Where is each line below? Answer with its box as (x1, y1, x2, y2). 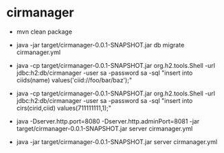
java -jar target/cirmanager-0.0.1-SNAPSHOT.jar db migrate (16, 40, 185, 49)
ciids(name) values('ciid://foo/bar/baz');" (16, 75, 132, 84)
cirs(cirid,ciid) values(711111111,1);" (16, 104, 111, 112)
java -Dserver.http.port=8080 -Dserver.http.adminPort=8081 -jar (16, 117, 200, 125)
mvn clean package (16, 27, 73, 36)
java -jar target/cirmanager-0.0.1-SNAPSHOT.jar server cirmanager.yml (16, 137, 218, 145)
